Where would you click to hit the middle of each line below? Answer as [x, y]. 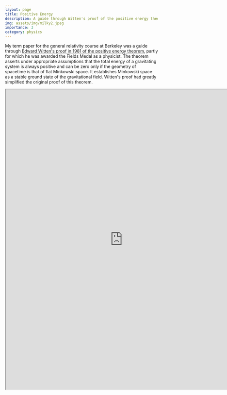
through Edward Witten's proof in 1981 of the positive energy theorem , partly [81, 51]
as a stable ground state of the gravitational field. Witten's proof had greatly [81, 77]
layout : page [18, 9]
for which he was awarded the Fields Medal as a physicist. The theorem [77, 56]
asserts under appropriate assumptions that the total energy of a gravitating [81, 61]
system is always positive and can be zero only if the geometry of [71, 66]
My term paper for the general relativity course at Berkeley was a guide [76, 46]
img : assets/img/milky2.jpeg [34, 23]
